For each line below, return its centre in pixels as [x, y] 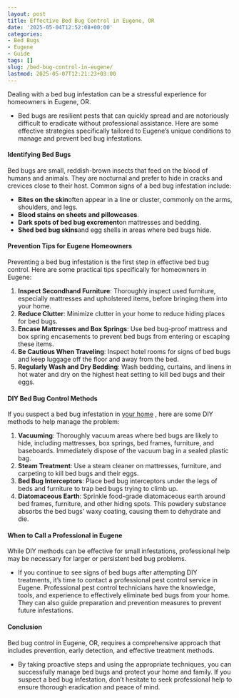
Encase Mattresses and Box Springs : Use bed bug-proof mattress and [122, 328]
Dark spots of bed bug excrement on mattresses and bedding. [110, 222]
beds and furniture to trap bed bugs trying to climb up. [98, 489]
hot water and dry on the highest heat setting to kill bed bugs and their [121, 374]
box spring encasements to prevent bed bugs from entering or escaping [124, 336]
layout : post [27, 14]
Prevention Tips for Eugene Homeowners [70, 246]
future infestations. [45, 610]
